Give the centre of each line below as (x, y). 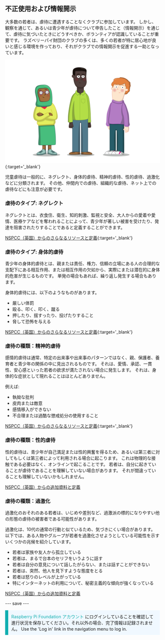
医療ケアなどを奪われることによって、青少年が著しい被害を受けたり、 (84, 221)
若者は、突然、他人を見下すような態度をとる (57, 570)
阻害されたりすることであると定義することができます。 (69, 227)
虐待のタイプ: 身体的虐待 (34, 252)
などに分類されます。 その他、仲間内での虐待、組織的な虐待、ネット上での (81, 183)
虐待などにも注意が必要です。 (35, 189)
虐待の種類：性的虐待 (30, 440)
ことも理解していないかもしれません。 (48, 476)
